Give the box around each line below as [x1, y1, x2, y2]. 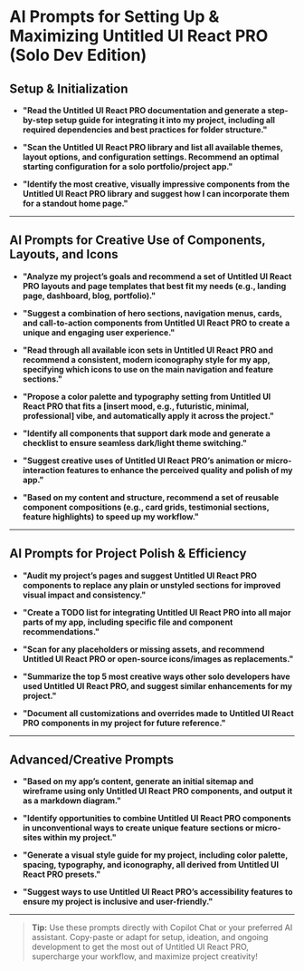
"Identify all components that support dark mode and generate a [22, 428, 271, 439]
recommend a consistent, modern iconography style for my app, [22, 354, 271, 364]
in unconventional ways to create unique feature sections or [22, 822, 254, 833]
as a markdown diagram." [22, 795, 122, 806]
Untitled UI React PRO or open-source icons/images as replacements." [22, 653, 294, 664]
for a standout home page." [22, 198, 128, 209]
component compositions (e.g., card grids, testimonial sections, [22, 501, 270, 512]
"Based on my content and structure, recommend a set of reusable [22, 491, 280, 502]
